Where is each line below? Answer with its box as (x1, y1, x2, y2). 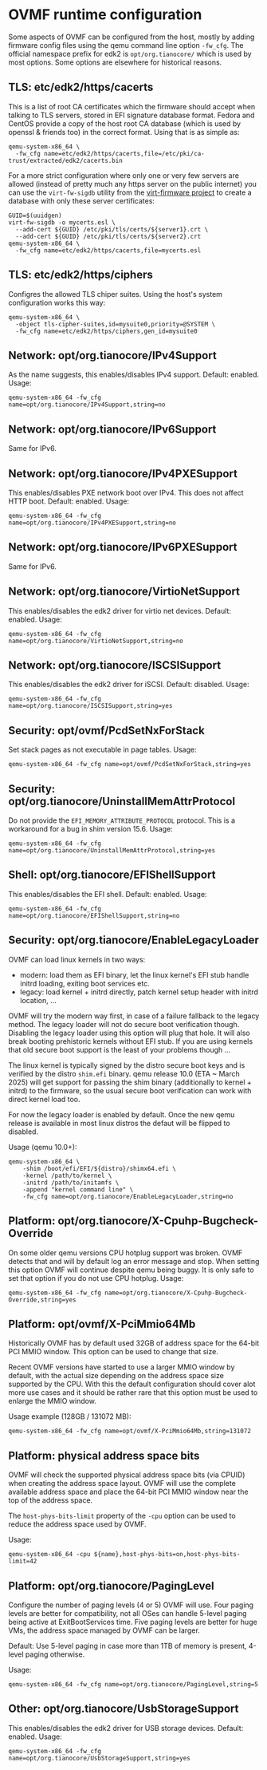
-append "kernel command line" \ (22, 1185, 134, 1194)
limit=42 (8, 1558, 37, 1566)
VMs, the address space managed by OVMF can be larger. (8, 1626, 201, 1635)
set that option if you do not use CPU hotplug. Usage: (8, 1273, 184, 1282)
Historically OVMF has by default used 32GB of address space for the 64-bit (8, 1338, 260, 1348)
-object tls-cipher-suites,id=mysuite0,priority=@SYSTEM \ (15, 320, 216, 328)
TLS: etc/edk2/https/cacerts (8, 81, 154, 94)
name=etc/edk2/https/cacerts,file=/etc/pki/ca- (43, 149, 205, 157)
